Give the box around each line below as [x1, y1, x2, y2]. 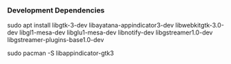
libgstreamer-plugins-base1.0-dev [7, 36, 104, 44]
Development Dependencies [7, 6, 105, 15]
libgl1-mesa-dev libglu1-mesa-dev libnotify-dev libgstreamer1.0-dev [19, 28, 213, 36]
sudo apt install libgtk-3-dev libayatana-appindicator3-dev [7, 21, 174, 30]
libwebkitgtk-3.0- [175, 21, 225, 30]
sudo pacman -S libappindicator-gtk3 [7, 49, 114, 57]
